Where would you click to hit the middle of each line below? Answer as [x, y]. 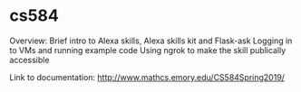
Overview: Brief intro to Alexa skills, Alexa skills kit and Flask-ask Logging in [151, 41]
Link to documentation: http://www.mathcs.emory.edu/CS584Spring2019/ [147, 77]
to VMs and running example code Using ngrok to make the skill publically [148, 50]
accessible [29, 60]
